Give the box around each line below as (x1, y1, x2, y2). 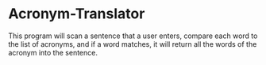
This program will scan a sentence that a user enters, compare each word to (8, 31, 258, 40)
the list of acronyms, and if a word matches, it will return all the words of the (8, 39, 257, 48)
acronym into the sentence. (8, 48, 98, 57)
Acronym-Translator (8, 5, 145, 23)
